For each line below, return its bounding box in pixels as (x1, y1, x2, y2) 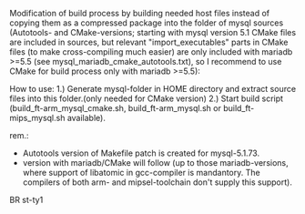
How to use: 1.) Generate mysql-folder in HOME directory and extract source (9, 84, 297, 94)
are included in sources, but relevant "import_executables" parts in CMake (9, 36, 289, 47)
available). (66, 113, 107, 123)
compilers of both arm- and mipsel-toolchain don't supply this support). (22, 177, 293, 188)
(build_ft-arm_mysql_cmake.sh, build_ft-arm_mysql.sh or (9, 103, 221, 113)
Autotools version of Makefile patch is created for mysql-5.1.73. (22, 148, 260, 158)
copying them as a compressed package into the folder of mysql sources (9, 17, 284, 28)
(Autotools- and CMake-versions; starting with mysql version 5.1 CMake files (9, 27, 297, 37)
